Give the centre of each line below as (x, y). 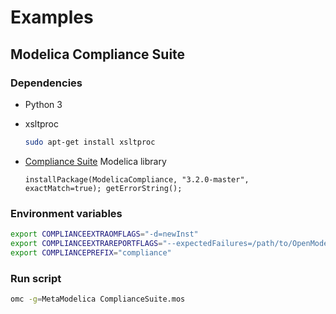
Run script (36, 278)
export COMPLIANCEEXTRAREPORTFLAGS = (86, 243)
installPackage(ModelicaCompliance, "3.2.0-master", (137, 179)
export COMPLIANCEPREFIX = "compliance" (91, 252)
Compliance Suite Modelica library (95, 161)
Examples (52, 17)
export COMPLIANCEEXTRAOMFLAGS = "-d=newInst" (104, 234)
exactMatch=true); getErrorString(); (103, 188)
